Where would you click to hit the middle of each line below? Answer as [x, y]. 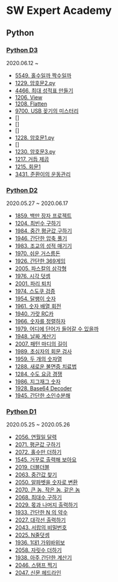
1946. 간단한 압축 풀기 [41, 238]
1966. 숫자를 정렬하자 [40, 321]
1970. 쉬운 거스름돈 [38, 253]
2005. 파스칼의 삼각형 [41, 268]
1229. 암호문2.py [35, 83]
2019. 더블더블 [32, 467]
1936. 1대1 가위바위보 [40, 543]
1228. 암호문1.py [35, 138]
